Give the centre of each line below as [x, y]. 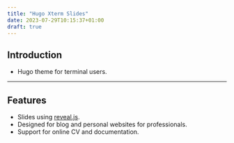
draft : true [24, 27]
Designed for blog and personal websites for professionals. [102, 124]
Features [27, 100]
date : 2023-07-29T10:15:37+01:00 [56, 20]
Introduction [35, 55]
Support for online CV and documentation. [78, 132]
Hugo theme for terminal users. [62, 72]
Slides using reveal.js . [48, 117]
